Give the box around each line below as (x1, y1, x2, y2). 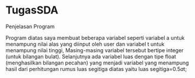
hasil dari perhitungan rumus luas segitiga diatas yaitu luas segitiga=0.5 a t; (5, 65, 187, 72)
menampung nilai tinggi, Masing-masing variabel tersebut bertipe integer (5, 46, 184, 53)
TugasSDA (5, 4, 59, 17)
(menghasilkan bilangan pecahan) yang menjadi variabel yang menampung (5, 59, 189, 66)
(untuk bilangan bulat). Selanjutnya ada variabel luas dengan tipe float (5, 53, 176, 60)
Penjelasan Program (5, 23, 55, 30)
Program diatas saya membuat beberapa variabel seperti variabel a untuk (5, 34, 185, 41)
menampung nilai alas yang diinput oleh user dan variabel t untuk (5, 40, 165, 48)
